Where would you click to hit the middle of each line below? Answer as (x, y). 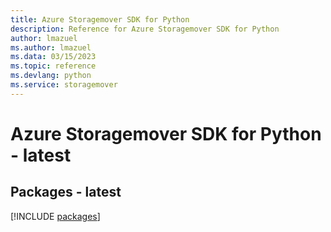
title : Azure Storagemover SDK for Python (100, 19)
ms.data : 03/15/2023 (53, 57)
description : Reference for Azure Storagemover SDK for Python (145, 29)
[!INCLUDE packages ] (55, 216)
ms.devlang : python (51, 76)
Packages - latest (66, 192)
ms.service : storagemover (64, 85)
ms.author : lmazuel (51, 47)
